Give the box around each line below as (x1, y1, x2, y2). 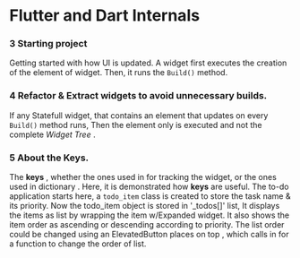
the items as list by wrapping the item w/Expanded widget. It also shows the (9, 210, 290, 220)
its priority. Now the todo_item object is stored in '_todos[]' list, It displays (9, 201, 280, 211)
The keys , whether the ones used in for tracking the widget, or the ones (9, 172, 278, 183)
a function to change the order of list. (9, 238, 147, 249)
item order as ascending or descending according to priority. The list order (9, 219, 285, 230)
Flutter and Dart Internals (9, 5, 200, 26)
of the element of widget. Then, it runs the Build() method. (9, 67, 228, 78)
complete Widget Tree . (9, 129, 96, 140)
